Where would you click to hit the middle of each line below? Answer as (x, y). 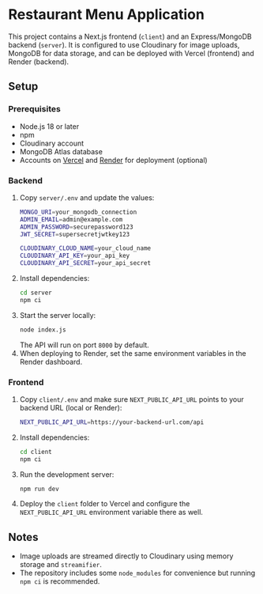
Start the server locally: (58, 315)
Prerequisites (34, 109)
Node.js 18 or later (49, 126)
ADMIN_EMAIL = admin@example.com (71, 219)
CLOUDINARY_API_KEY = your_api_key (75, 256)
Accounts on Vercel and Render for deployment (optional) (113, 160)
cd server (36, 293)
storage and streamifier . (61, 565)
